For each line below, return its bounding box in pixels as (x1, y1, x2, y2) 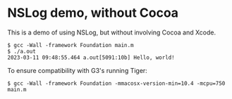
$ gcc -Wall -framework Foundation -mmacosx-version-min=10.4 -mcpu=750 (7, 79, 226, 87)
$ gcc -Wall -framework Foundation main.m (7, 41, 134, 48)
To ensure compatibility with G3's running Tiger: (7, 66, 148, 74)
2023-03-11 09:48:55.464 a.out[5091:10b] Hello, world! (7, 54, 175, 61)
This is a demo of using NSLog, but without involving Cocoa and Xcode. (7, 28, 216, 37)
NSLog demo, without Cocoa (7, 5, 178, 21)
